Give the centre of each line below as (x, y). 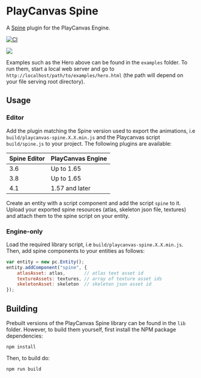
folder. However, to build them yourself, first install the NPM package (91, 329)
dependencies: (25, 336)
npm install (21, 347)
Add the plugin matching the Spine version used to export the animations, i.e (101, 131)
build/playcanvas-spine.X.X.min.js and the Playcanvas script (83, 137)
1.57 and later (71, 188)
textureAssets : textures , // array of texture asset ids (90, 279)
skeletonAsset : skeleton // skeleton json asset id (84, 284)
